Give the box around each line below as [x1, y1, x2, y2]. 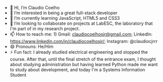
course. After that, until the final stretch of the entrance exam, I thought [9, 56, 156, 62]
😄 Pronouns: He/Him [9, 43, 54, 49]
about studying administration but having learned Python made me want [9, 62, 158, 67]
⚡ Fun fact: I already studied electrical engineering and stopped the [9, 49, 148, 55]
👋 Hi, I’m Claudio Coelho [9, 5, 60, 10]
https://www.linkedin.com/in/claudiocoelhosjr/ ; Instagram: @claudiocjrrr [9, 39, 158, 44]
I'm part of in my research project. [9, 26, 80, 32]
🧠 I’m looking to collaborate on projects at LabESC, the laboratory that [9, 20, 153, 26]
